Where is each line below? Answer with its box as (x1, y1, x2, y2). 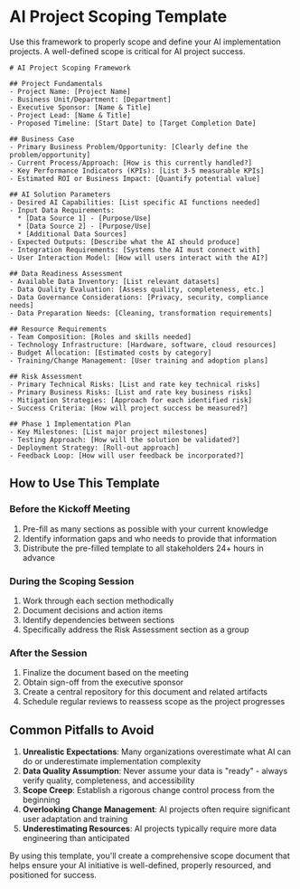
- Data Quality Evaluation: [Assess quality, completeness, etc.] (9, 285, 265, 294)
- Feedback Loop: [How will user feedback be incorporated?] (9, 450, 245, 460)
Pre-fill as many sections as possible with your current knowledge (22, 523, 269, 534)
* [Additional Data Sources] (17, 229, 127, 239)
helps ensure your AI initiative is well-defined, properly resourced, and (9, 860, 272, 871)
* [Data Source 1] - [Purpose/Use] (17, 213, 152, 222)
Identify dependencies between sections (22, 614, 174, 625)
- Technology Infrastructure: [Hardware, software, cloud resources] (9, 340, 277, 349)
